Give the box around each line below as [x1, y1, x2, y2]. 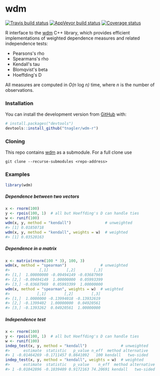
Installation [5, 99, 34, 107]
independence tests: [5, 40, 48, 46]
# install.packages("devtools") [5, 121, 73, 126]
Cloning [5, 138, 25, 145]
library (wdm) [5, 182, 33, 188]
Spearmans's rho [12, 55, 49, 61]
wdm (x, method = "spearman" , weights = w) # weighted [5, 286, 124, 292]
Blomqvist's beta [12, 66, 48, 73]
